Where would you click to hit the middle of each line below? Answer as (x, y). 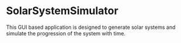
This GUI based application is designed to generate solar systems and (91, 27)
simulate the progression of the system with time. (66, 33)
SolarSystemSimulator (62, 11)
